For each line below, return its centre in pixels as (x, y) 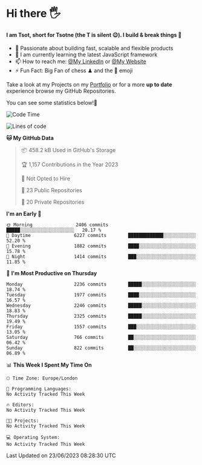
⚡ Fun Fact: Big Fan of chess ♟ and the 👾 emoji (74, 71)
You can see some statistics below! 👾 (52, 103)
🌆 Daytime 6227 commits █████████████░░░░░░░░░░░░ (101, 236)
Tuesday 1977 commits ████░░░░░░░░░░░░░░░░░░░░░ (101, 295)
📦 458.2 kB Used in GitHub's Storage (68, 150)
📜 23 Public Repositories (52, 190)
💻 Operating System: (33, 438)
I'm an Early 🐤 (24, 214)
